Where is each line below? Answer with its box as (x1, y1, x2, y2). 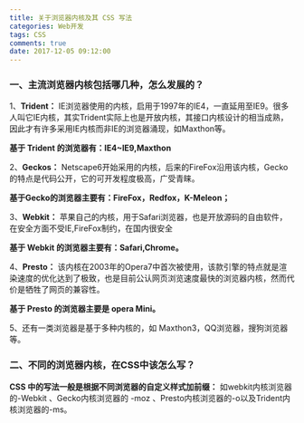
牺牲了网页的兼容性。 (24, 284, 105, 295)
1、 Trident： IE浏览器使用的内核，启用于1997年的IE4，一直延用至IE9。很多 (9, 101, 290, 111)
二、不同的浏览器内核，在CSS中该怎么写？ (9, 359, 195, 371)
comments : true (9, 38, 67, 48)
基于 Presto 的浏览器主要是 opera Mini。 (9, 303, 161, 314)
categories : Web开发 (9, 22, 84, 31)
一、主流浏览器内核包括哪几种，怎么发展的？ (9, 79, 204, 91)
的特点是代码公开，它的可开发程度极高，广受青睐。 (9, 173, 200, 184)
